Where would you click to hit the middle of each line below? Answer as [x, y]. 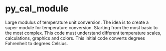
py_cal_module [37, 9]
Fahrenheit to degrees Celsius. [37, 43]
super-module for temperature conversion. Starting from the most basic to [82, 27]
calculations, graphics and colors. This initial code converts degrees [75, 38]
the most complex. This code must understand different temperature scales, [83, 33]
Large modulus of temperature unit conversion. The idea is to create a [77, 22]
